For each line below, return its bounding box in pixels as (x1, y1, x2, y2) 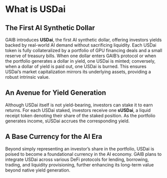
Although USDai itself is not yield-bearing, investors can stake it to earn (5, 102, 153, 108)
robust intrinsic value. (5, 74, 50, 80)
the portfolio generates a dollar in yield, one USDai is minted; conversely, (5, 58, 155, 64)
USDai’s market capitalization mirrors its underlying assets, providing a (5, 69, 151, 75)
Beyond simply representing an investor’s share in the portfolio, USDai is (5, 145, 154, 151)
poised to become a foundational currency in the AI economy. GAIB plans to (5, 151, 162, 157)
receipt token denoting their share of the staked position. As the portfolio (5, 112, 155, 118)
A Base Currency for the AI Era (5, 132, 102, 141)
